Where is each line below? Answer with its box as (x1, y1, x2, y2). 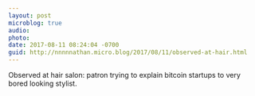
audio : (8, 26, 30, 34)
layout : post (8, 11, 52, 20)
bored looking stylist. (8, 79, 77, 88)
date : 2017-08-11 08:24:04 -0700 (8, 41, 120, 49)
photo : (8, 33, 30, 42)
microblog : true (8, 19, 62, 27)
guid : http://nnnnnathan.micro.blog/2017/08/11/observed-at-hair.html (8, 48, 248, 56)
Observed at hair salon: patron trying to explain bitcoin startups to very (8, 71, 241, 79)
